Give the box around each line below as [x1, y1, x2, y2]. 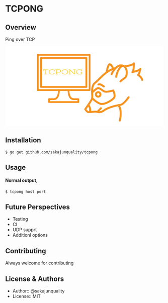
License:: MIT [12, 293, 41, 299]
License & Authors [5, 274, 64, 283]
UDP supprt [12, 227, 37, 233]
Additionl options [12, 232, 48, 238]
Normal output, [5, 177, 38, 183]
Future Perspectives [5, 203, 70, 211]
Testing [12, 216, 29, 222]
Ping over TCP [5, 36, 35, 42]
